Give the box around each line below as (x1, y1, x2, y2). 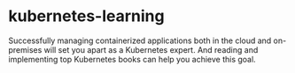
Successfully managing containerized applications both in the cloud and (8, 35, 272, 46)
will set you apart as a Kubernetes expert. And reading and (43, 44, 259, 55)
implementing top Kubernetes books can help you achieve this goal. (8, 54, 256, 64)
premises (8, 44, 43, 55)
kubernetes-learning (8, 6, 165, 26)
